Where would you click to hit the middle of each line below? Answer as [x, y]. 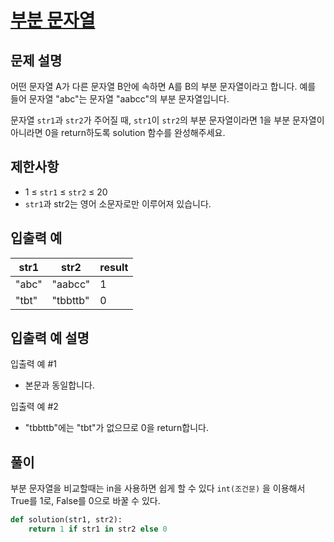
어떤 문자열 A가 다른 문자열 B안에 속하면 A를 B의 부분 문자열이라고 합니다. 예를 [163, 86]
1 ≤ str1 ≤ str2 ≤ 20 [66, 192]
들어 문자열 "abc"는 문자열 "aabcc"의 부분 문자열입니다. [120, 99]
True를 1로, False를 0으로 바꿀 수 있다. [85, 501]
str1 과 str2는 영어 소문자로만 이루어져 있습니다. [118, 203]
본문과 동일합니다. [59, 385]
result [114, 267]
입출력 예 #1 [33, 364]
